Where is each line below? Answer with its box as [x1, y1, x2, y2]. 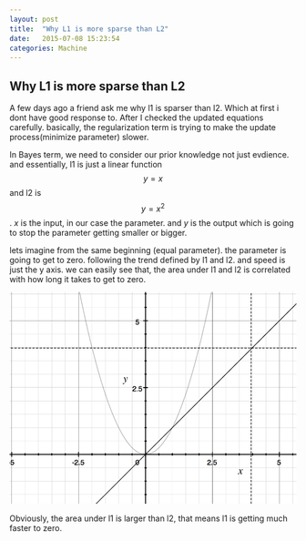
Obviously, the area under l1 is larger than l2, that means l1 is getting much [9, 513, 289, 524]
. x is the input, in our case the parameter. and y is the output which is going [9, 217, 294, 228]
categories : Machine [9, 44, 88, 53]
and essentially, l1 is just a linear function [9, 159, 162, 170]
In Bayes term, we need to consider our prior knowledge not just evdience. [9, 149, 290, 160]
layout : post [9, 15, 59, 24]
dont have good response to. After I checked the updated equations [9, 112, 264, 123]
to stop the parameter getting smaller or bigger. [9, 227, 188, 238]
